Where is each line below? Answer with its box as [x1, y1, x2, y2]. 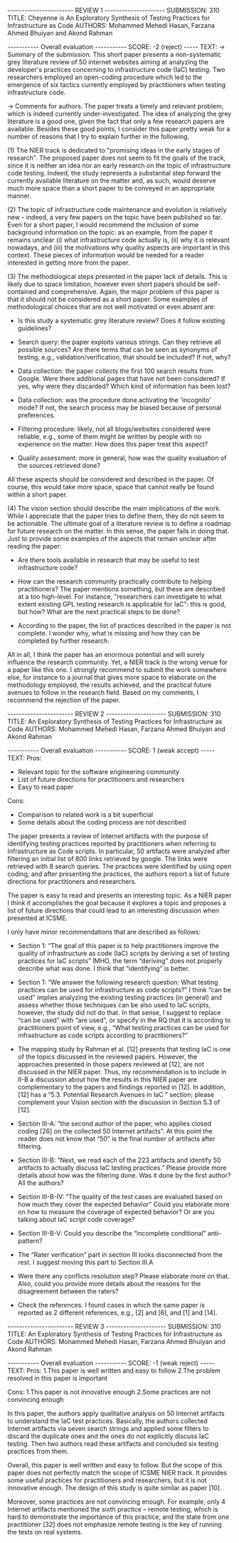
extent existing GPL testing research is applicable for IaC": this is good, [17, 600, 226, 608]
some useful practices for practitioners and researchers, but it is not [7, 1476, 208, 1485]
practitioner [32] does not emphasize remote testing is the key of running [7, 1520, 222, 1529]
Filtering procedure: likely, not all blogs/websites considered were [17, 424, 211, 433]
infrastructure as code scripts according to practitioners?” [17, 1031, 188, 1039]
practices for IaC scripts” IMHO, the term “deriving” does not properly [17, 957, 223, 965]
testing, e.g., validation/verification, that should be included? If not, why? [17, 353, 231, 361]
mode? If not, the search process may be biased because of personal [17, 403, 222, 412]
